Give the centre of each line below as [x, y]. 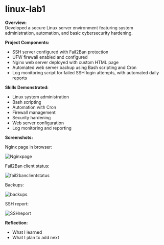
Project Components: [27, 42]
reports [20, 78]
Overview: [16, 22]
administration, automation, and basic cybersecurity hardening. [69, 33]
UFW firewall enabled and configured [50, 57]
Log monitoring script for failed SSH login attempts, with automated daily [85, 72]
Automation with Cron [34, 107]
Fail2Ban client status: [27, 166]
